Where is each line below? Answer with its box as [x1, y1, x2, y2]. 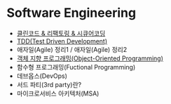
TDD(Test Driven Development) [16, 37, 108, 45]
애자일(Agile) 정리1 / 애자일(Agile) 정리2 [16, 45, 128, 53]
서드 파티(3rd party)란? [16, 80, 82, 89]
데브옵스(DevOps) [16, 72, 68, 80]
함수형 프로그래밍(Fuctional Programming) [16, 63, 136, 71]
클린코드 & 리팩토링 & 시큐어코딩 [16, 29, 106, 37]
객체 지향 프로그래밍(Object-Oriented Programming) [16, 54, 164, 63]
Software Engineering [6, 5, 137, 21]
